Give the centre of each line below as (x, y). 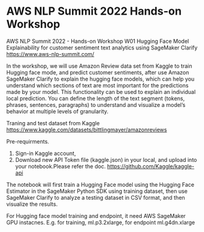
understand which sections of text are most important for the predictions (97, 85)
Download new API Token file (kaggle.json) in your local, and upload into (106, 159)
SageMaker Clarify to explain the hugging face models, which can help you (100, 79)
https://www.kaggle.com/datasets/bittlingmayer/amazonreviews (87, 129)
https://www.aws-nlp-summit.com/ (50, 54)
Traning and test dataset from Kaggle (53, 123)
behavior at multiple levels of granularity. (57, 111)
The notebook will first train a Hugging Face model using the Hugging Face (100, 184)
